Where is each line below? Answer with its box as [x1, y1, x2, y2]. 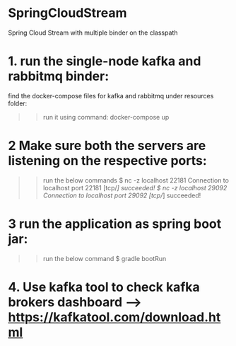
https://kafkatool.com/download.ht [8, 309, 221, 325]
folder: [8, 99, 28, 108]
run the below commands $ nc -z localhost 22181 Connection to [42, 175, 229, 185]
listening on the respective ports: [8, 153, 207, 169]
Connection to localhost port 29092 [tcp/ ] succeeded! [42, 191, 201, 200]
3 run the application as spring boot [8, 216, 222, 231]
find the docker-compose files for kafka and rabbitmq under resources [8, 91, 214, 100]
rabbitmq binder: [8, 69, 110, 84]
